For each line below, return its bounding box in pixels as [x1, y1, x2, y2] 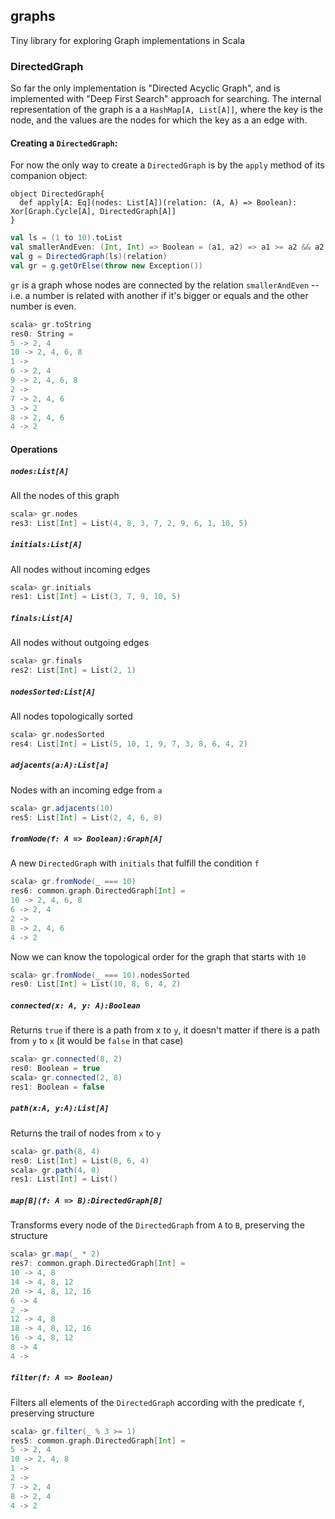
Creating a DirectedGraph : [10, 137, 118, 149]
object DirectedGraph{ [10, 189, 105, 199]
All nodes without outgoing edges [10, 637, 150, 649]
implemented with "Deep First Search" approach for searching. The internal [10, 93, 322, 105]
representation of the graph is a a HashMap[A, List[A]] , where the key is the [10, 104, 323, 116]
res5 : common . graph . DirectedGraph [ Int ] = [10, 1435, 186, 1446]
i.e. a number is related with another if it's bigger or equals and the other [10, 289, 309, 301]
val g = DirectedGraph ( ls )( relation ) [10, 252, 168, 262]
